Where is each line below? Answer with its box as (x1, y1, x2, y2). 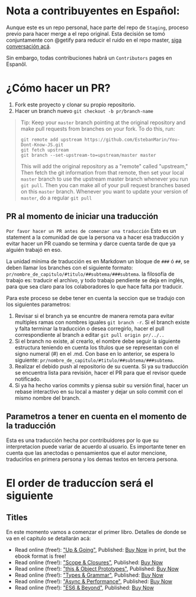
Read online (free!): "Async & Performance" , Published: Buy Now (14, 577, 173, 585)
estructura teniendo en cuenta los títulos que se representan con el (14, 343, 179, 351)
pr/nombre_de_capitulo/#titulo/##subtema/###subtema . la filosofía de (6, 270, 175, 277)
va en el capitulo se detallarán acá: (6, 535, 91, 542)
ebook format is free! (14, 552, 66, 560)
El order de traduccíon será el (6, 476, 154, 489)
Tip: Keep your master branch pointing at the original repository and (20, 119, 186, 126)
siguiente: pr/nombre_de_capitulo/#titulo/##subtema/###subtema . (14, 356, 175, 364)
